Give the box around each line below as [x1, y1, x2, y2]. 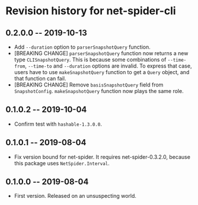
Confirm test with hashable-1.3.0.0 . [14, 120, 102, 127]
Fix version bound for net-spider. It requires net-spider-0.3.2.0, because [14, 153, 191, 161]
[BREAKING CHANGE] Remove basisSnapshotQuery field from [14, 81, 164, 88]
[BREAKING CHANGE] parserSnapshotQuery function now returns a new [14, 50, 189, 57]
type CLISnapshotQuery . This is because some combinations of [14, 56, 167, 63]
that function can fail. [14, 75, 66, 82]
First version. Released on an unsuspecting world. [14, 193, 137, 200]
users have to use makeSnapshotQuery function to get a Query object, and [14, 69, 190, 75]
